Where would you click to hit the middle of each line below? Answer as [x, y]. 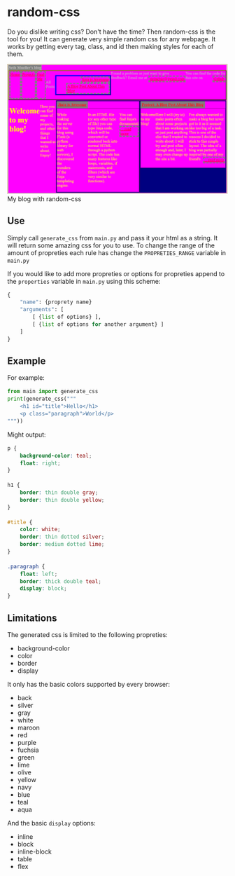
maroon [29, 728]
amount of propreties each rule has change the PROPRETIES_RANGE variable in [116, 252]
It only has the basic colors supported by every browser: [88, 685]
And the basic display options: [51, 823]
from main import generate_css [53, 392]
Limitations [32, 618]
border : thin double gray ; [59, 493]
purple [27, 743]
